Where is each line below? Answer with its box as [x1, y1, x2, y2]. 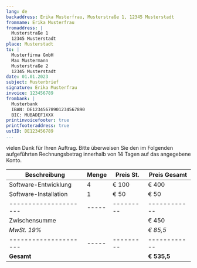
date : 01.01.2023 [6, 74, 49, 80]
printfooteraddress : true [6, 123, 69, 129]
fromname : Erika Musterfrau [6, 19, 75, 25]
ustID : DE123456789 [6, 128, 54, 135]
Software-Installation [9, 190, 68, 198]
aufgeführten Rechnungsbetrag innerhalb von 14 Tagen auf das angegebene [6, 150, 191, 157]
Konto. [6, 156, 22, 164]
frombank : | [6, 95, 35, 101]
